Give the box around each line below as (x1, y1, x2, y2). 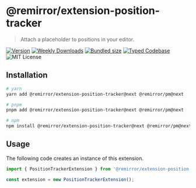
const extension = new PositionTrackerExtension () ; (6, 176, 134, 182)
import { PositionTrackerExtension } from (6, 166, 111, 172)
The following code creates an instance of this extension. (6, 155, 144, 162)
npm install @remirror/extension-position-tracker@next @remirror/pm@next (6, 123, 192, 129)
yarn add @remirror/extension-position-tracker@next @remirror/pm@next (6, 91, 184, 97)
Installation (6, 70, 48, 80)
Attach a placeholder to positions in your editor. (20, 36, 135, 43)
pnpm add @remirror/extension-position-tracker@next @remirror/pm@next (6, 107, 184, 113)
